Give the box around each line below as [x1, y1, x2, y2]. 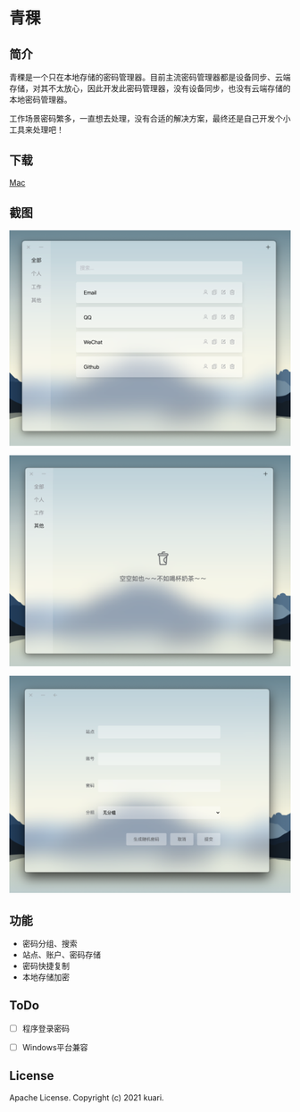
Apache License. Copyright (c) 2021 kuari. [9, 1091, 164, 1103]
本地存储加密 [21, 972, 70, 982]
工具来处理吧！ [9, 124, 64, 135]
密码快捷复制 [21, 961, 70, 971]
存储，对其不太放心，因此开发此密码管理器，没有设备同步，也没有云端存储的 [9, 83, 291, 94]
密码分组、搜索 [21, 939, 78, 949]
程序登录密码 [21, 1023, 70, 1033]
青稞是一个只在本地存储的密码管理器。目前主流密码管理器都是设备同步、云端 [9, 72, 291, 82]
